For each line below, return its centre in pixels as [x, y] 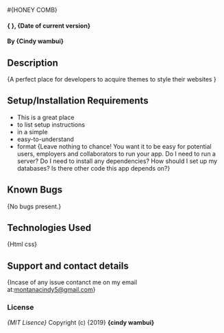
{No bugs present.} [34, 206]
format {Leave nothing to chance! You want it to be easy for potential [114, 146]
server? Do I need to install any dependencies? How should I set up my [117, 161]
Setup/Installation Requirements [78, 101]
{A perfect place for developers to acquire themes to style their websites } [112, 79]
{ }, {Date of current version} [49, 25]
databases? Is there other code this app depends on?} [94, 168]
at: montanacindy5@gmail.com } [51, 290]
